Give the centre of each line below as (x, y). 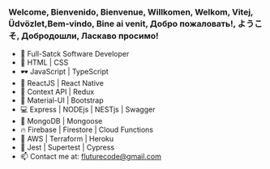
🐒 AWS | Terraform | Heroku (67, 139)
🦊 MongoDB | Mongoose (61, 121)
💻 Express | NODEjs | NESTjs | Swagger (88, 110)
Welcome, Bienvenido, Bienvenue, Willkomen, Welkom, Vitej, (131, 12)
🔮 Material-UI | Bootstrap (62, 100)
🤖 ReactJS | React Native (62, 83)
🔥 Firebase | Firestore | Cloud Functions (87, 130)
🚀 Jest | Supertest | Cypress (67, 147)
